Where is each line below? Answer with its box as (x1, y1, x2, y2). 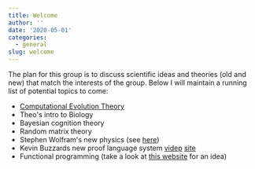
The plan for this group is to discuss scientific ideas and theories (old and (8, 70, 246, 79)
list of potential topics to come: (8, 86, 109, 95)
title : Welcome (8, 11, 58, 20)
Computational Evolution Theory (19, 101, 124, 111)
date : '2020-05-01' (8, 26, 72, 34)
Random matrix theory (19, 127, 92, 136)
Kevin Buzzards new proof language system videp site (19, 143, 197, 152)
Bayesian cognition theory (19, 119, 105, 127)
